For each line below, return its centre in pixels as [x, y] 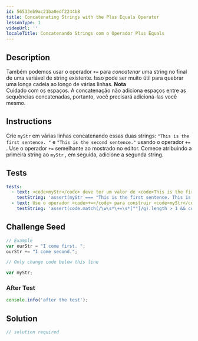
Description [28, 58]
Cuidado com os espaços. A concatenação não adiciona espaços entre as [96, 90]
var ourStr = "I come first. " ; [46, 246]
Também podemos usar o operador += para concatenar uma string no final [97, 71]
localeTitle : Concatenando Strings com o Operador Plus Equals [85, 34]
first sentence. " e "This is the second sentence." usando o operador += [98, 142]
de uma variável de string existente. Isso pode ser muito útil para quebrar [95, 78]
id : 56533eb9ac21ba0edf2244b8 [43, 12]
